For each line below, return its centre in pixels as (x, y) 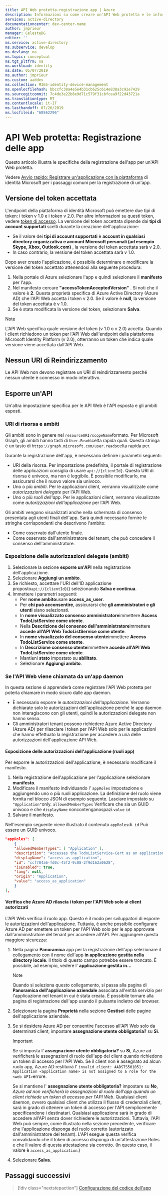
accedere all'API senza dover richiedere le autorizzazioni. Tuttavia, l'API (86, 1118)
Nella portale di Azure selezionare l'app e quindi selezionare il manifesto (87, 277)
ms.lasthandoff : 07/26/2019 (34, 108)
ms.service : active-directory (37, 43)
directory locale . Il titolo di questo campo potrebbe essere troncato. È (84, 960)
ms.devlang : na (21, 52)
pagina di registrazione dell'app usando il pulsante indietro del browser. (86, 1001)
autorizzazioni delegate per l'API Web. (52, 492)
